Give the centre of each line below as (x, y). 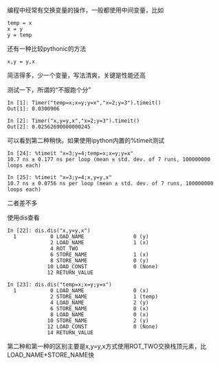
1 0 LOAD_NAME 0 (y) (81, 237)
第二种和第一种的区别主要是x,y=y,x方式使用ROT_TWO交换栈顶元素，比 (107, 346)
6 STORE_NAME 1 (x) (100, 255)
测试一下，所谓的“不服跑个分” (49, 90)
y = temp (20, 35)
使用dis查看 (23, 217)
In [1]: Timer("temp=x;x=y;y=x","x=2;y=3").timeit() (84, 103)
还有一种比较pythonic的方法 (47, 49)
